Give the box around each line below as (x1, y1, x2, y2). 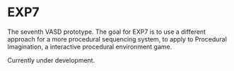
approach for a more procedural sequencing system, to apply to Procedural (7, 34, 228, 43)
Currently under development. (7, 56, 95, 64)
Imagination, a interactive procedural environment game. (7, 42, 172, 51)
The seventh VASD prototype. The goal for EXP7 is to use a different (7, 27, 206, 36)
